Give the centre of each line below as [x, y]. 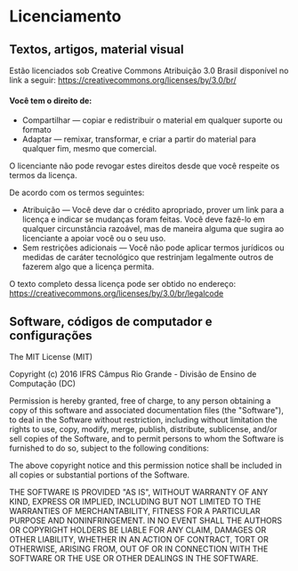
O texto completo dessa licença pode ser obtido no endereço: [123, 284]
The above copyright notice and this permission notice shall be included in [145, 466]
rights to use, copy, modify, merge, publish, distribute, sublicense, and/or [143, 429]
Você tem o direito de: [51, 101]
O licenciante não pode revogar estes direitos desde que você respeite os [145, 166]
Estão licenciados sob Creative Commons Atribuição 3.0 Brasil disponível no [149, 70]
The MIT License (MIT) [51, 357]
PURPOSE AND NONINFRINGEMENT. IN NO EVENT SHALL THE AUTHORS [146, 521]
